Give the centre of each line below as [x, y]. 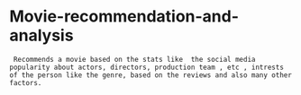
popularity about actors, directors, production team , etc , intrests [146, 67]
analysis [41, 35]
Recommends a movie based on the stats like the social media [134, 59]
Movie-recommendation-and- [124, 17]
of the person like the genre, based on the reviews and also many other [151, 75]
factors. [26, 82]
